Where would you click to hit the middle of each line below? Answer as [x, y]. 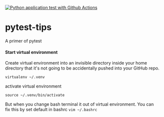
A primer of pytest [24, 41]
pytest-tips [28, 27]
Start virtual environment [31, 52]
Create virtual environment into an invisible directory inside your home [76, 63]
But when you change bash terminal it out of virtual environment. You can [79, 104]
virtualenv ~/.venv [25, 77]
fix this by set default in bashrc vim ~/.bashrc [51, 110]
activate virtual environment [33, 86]
